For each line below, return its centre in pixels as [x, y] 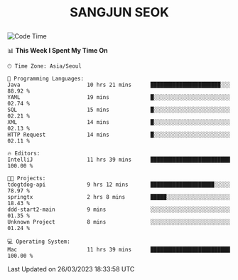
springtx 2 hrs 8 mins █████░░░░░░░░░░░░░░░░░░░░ [119, 197]
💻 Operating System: [39, 242]
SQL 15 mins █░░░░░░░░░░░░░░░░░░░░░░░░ [119, 110]
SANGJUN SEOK [119, 12]
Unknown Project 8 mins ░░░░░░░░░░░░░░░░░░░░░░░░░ [119, 222]
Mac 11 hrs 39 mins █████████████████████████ [119, 250]
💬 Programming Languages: [45, 79]
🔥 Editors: [24, 154]
